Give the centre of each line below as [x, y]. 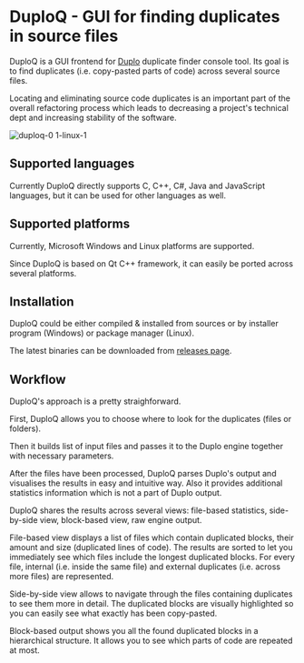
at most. [25, 650]
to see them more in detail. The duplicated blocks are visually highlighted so [152, 604]
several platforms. [43, 273]
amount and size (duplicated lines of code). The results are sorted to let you [151, 547]
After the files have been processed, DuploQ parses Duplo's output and [143, 474]
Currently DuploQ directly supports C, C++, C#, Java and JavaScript [137, 186]
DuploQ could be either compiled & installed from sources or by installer [144, 324]
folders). [25, 428]
